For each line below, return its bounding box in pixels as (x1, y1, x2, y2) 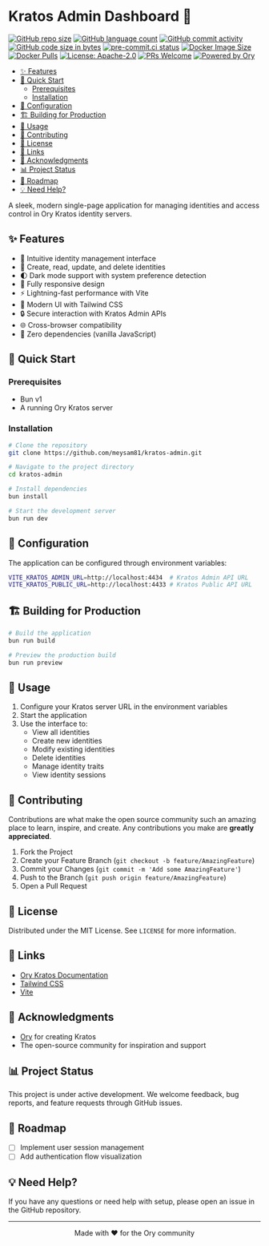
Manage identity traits (31, 761, 104, 772)
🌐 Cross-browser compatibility (19, 320, 122, 329)
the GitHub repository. (8, 1205, 82, 1215)
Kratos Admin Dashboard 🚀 (8, 7, 192, 26)
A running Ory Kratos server (19, 403, 114, 413)
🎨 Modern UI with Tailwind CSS (19, 300, 123, 309)
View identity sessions (31, 770, 106, 780)
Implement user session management (19, 1143, 144, 1152)
